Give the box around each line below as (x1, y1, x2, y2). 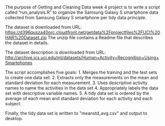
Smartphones (5, 60, 33, 65)
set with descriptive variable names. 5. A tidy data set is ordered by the (5, 91, 149, 96)
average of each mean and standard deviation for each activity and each (5, 95, 153, 101)
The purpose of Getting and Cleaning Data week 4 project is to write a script (5, 4, 160, 10)
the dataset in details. (5, 40, 49, 46)
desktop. (5, 116, 23, 121)
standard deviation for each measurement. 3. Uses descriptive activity (5, 80, 148, 86)
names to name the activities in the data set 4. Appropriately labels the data (5, 85, 159, 91)
